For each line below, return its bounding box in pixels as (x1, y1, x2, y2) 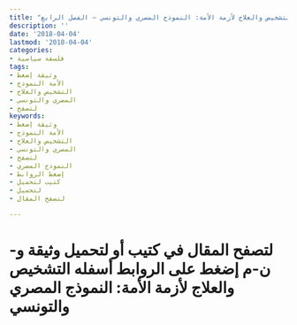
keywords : (9, 112, 46, 120)
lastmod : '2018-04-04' (9, 37, 93, 47)
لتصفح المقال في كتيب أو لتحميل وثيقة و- (9, 240, 274, 260)
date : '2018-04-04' (9, 29, 81, 38)
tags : (9, 63, 29, 72)
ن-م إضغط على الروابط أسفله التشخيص (9, 259, 271, 279)
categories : (9, 46, 53, 55)
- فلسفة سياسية (9, 54, 65, 63)
